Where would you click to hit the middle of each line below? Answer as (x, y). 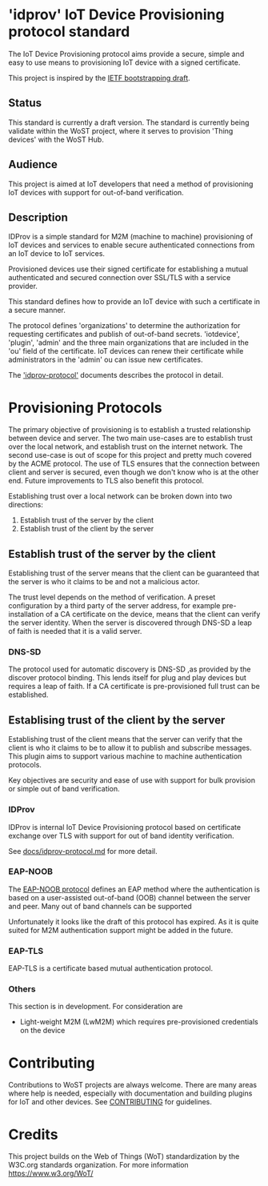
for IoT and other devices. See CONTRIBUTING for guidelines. (110, 1102)
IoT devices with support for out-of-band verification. (96, 192)
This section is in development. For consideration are (96, 1007)
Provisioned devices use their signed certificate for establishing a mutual (128, 269)
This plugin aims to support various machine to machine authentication (125, 756)
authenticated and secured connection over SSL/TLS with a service (120, 278)
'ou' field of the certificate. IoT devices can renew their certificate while (126, 351)
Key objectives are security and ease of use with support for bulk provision (132, 780)
